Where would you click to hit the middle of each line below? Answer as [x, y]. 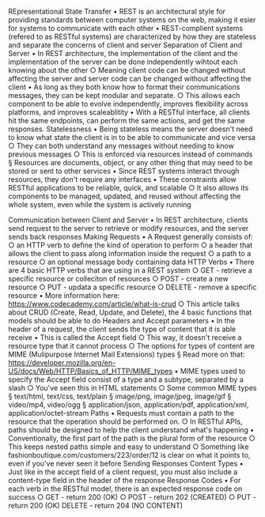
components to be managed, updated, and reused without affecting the [125, 196]
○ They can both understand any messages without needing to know [121, 146]
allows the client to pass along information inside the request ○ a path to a [130, 253]
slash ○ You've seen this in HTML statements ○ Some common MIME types [132, 388]
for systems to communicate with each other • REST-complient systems [126, 28]
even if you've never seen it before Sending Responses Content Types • [126, 463]
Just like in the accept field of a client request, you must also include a [123, 472]
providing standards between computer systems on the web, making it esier [132, 20]
